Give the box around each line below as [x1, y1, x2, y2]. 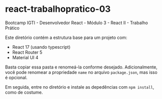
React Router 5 [12, 49, 43, 55]
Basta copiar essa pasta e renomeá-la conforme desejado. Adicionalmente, [5, 64, 158, 70]
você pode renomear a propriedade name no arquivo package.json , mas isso [5, 69, 158, 75]
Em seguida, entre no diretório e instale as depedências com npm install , [5, 84, 155, 90]
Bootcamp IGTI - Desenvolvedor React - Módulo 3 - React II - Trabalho [5, 20, 148, 26]
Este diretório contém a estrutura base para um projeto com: [5, 34, 128, 40]
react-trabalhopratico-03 [5, 3, 111, 15]
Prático [5, 25, 20, 31]
